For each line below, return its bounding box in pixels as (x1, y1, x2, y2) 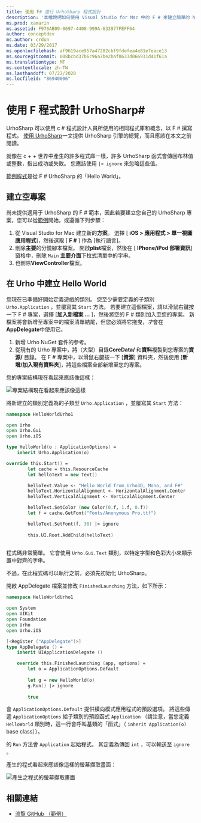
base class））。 (6, 728, 44, 735)
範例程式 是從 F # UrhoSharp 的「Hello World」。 (6, 172, 124, 180)
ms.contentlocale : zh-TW (6, 64, 68, 71)
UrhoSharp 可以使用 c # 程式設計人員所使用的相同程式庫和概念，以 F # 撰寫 (6, 124, 193, 132)
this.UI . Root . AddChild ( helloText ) (28, 532, 114, 538)
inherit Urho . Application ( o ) (17, 450, 90, 456)
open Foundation (6, 616, 47, 622)
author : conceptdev (6, 31, 55, 37)
